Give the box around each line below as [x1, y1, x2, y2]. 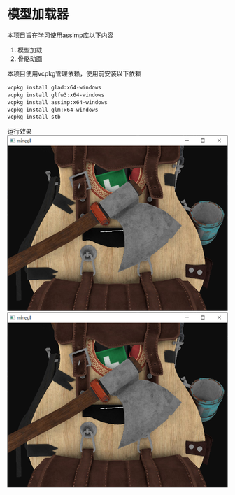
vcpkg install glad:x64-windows [7, 84, 101, 91]
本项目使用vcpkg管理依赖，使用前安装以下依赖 [7, 69, 142, 78]
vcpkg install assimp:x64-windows [7, 99, 108, 106]
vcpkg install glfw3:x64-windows [7, 92, 105, 99]
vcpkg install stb [7, 113, 61, 121]
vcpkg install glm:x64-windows [7, 106, 99, 113]
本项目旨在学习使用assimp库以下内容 [7, 31, 114, 39]
